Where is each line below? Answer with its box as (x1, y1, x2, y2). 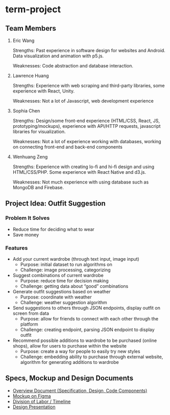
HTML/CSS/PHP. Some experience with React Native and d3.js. (12, 169, 147, 175)
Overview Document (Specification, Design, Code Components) (12, 387, 148, 394)
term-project (5, 4, 61, 15)
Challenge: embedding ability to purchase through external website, (20, 354, 163, 360)
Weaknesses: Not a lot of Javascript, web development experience (12, 98, 154, 104)
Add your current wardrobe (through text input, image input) (12, 256, 139, 262)
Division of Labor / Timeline (12, 398, 71, 404)
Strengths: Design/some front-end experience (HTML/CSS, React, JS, (12, 118, 160, 124)
